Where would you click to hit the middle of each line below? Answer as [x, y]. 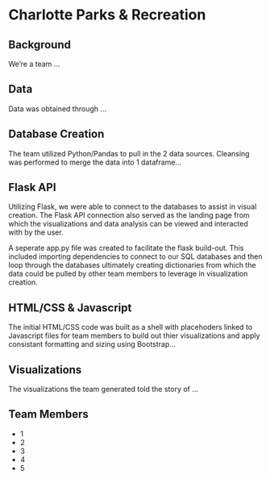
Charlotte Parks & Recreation [107, 15]
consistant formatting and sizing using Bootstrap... [92, 344]
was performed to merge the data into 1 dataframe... [95, 162]
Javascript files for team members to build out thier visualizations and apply [134, 335]
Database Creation [56, 134]
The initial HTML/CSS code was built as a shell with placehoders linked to [130, 327]
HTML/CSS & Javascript [70, 308]
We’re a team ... [34, 64]
